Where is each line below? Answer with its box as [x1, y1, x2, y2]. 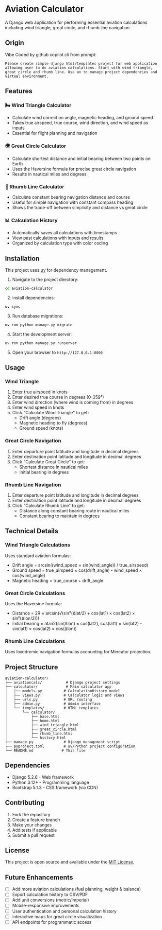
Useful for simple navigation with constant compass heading [12, 199, 133, 205]
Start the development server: [12, 331, 72, 337]
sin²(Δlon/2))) [12, 615, 40, 621]
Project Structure [5, 663, 58, 671]
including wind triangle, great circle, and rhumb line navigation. [5, 24, 131, 30]
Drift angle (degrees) [19, 415, 62, 421]
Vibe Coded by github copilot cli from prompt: [5, 52, 97, 57]
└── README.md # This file [5, 748, 86, 753]
